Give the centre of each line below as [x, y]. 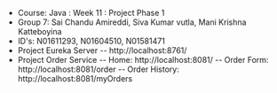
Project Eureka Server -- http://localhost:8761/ [102, 50]
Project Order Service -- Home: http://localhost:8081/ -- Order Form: [143, 60]
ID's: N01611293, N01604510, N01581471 [91, 41]
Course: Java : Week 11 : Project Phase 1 [91, 13]
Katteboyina [40, 31]
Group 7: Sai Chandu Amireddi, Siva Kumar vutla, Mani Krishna [132, 22]
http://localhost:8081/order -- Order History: [98, 69]
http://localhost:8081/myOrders [75, 78]
